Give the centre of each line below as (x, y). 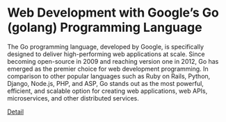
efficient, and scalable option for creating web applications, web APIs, (107, 91)
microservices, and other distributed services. (73, 98)
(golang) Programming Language (105, 27)
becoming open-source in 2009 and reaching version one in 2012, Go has (113, 61)
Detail (16, 112)
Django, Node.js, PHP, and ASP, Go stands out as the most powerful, (105, 83)
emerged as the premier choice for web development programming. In (108, 69)
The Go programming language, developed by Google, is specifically (105, 46)
